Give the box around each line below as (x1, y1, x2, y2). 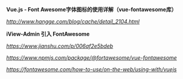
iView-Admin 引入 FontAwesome (6, 30, 90, 37)
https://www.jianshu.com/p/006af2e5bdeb (6, 42, 114, 49)
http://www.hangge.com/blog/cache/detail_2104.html (6, 18, 140, 25)
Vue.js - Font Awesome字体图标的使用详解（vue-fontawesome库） (6, 6, 177, 13)
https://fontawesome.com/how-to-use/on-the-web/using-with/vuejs (6, 66, 177, 73)
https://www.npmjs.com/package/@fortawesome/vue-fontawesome (6, 54, 177, 61)
